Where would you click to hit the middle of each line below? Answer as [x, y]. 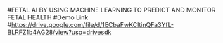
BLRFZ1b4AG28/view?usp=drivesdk [59, 32]
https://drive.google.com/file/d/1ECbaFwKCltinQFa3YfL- [93, 25]
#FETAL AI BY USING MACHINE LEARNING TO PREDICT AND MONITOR [111, 10]
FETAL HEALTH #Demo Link [48, 17]
